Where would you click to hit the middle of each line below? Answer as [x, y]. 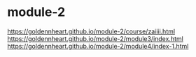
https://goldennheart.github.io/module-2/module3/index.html [95, 38]
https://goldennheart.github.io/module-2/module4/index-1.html [98, 46]
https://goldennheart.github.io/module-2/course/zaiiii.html [91, 31]
